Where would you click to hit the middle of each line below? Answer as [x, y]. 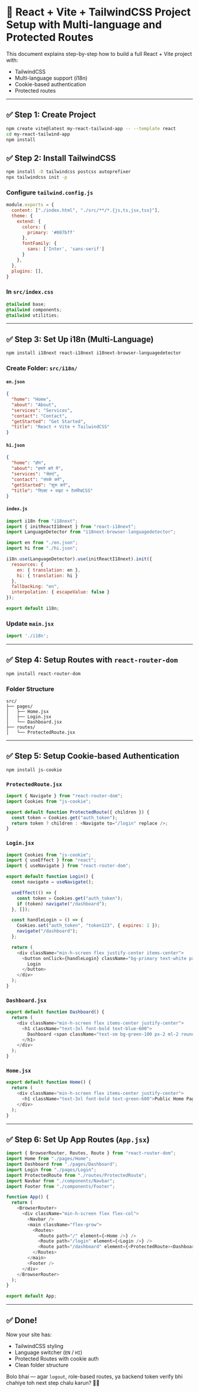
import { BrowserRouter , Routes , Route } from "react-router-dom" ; [91, 1153]
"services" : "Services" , [42, 410]
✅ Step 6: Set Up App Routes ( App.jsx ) [78, 1139]
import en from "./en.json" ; [42, 543]
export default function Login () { [50, 877]
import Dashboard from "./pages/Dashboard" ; [62, 1164]
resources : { [28, 564]
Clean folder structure [41, 1365]
